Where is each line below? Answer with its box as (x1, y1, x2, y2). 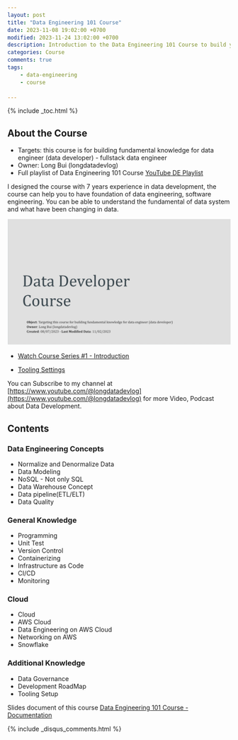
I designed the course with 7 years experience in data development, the (7, 182, 217, 191)
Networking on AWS (17, 633, 77, 641)
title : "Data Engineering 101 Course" (7, 18, 122, 26)
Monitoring (17, 577, 50, 585)
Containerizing (17, 554, 61, 563)
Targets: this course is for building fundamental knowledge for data (17, 146, 215, 155)
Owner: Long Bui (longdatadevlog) (17, 161, 119, 170)
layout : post (7, 11, 46, 18)
